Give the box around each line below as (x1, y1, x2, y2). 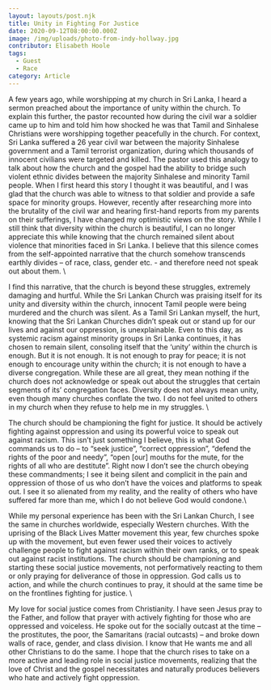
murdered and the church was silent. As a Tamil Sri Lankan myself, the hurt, (8, 307, 260, 317)
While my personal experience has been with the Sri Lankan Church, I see (8, 510, 255, 520)
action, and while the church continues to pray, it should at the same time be (8, 579, 263, 589)
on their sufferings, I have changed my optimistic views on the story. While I (8, 214, 261, 224)
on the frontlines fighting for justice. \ (8, 588, 133, 598)
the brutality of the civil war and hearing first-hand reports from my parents (8, 205, 260, 215)
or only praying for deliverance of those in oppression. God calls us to (8, 571, 241, 581)
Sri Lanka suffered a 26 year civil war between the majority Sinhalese (8, 137, 240, 146)
